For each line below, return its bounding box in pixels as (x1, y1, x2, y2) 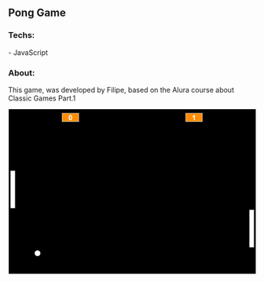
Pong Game (8, 6, 67, 20)
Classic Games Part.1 (8, 93, 76, 103)
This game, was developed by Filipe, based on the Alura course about (8, 85, 234, 94)
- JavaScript (8, 47, 49, 57)
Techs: (8, 30, 35, 41)
